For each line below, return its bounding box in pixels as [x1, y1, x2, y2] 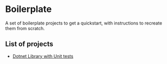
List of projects [5, 40, 54, 48]
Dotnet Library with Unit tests [12, 53, 74, 59]
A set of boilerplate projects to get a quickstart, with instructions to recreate [5, 20, 162, 26]
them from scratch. [5, 25, 45, 31]
